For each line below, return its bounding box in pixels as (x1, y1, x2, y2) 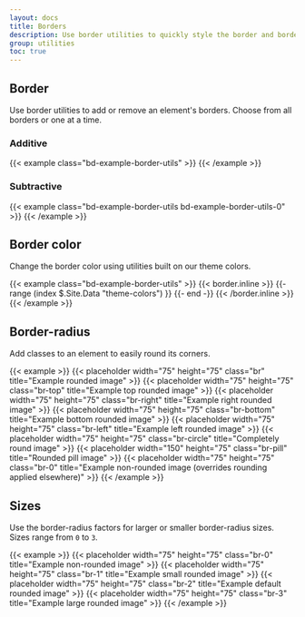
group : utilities (9, 38, 75, 48)
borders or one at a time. (9, 114, 103, 125)
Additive (9, 137, 48, 150)
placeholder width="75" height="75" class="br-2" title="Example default (9, 578, 281, 589)
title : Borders (9, 22, 67, 31)
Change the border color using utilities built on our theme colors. (9, 260, 251, 272)
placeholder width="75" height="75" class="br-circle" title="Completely (9, 433, 280, 445)
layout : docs (9, 13, 59, 23)
